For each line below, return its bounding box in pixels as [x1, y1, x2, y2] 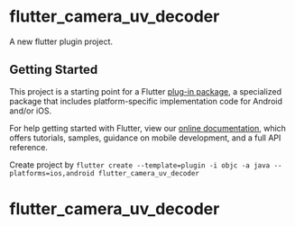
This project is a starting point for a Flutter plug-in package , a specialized [9, 86, 282, 96]
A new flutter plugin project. [9, 36, 114, 47]
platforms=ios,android [9, 168, 95, 177]
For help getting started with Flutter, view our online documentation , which [9, 122, 287, 133]
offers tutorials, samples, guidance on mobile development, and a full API [9, 132, 281, 143]
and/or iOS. [9, 105, 52, 116]
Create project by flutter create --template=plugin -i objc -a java [9, 159, 271, 170]
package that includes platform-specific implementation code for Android [9, 95, 282, 106]
